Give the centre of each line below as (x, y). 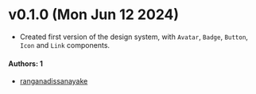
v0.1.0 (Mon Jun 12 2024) (94, 15)
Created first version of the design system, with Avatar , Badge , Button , (134, 37)
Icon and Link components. (64, 45)
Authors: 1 (26, 63)
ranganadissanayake (54, 81)
